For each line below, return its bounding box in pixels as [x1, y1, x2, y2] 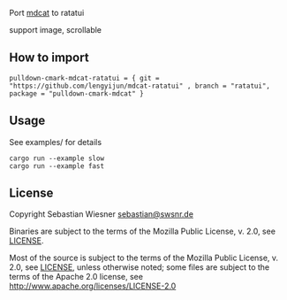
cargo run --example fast [9, 161, 104, 171]
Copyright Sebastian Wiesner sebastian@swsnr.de [9, 209, 194, 219]
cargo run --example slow [9, 154, 104, 163]
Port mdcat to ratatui [9, 8, 85, 18]
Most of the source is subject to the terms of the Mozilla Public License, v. [9, 252, 279, 264]
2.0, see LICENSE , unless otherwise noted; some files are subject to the [9, 262, 270, 273]
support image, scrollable [9, 25, 102, 35]
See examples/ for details [9, 136, 102, 147]
